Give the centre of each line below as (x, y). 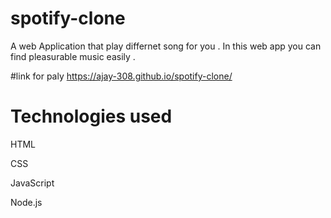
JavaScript (32, 183)
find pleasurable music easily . (73, 56)
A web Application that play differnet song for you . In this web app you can (166, 46)
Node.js (26, 202)
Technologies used (91, 116)
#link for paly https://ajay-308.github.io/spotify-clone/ (121, 76)
